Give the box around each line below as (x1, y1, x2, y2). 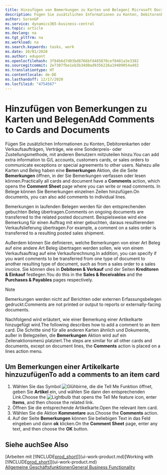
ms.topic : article (5, 26, 43, 31)
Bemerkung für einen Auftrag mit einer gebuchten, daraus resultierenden (5, 219, 155, 225)
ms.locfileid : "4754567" (5, 81, 57, 86)
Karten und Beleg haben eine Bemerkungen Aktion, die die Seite (5, 167, 138, 173)
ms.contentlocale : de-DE (5, 72, 57, 77)
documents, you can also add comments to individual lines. (5, 194, 127, 200)
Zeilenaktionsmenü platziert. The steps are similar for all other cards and (5, 337, 153, 343)
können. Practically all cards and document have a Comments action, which (5, 178, 160, 184)
